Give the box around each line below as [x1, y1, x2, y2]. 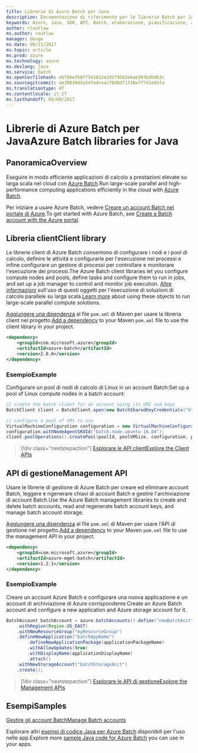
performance [6, 186, 38, 193]
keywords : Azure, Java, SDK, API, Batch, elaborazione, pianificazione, [6, 19, 189, 25]
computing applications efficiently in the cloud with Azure [39, 186, 179, 193]
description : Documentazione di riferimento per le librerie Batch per [6, 14, 186, 20]
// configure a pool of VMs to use [6, 417, 94, 424]
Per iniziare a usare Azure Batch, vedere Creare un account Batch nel [6, 204, 174, 211]
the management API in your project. [6, 533, 95, 540]
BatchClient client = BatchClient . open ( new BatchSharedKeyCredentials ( [6, 407, 186, 413]
